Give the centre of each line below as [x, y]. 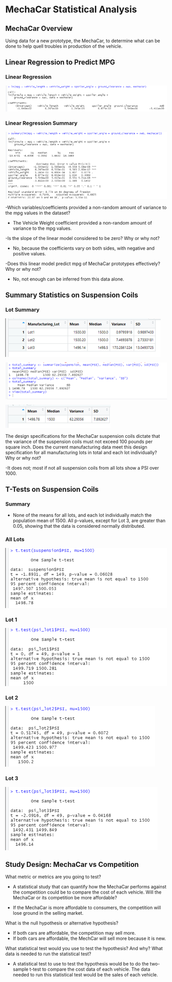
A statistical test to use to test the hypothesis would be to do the [81, 964]
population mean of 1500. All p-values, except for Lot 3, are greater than [89, 521]
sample [21, 969]
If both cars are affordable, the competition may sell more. [74, 933]
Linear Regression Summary [42, 123]
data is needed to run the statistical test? [48, 954]
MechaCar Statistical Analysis [71, 10]
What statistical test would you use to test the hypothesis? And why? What [84, 949]
